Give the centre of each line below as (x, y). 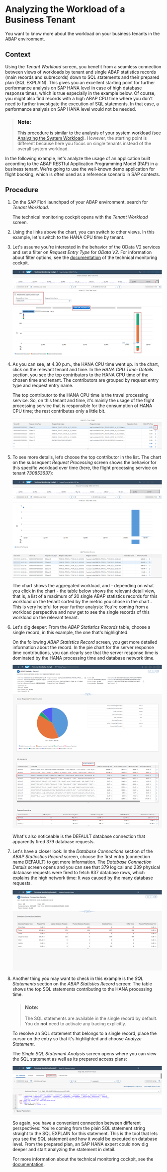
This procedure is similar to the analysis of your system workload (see (89, 133)
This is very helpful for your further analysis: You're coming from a (81, 607)
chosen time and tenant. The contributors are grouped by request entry (85, 380)
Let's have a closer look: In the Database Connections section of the (83, 851)
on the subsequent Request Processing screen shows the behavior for (84, 462)
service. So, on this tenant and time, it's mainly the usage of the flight (83, 400)
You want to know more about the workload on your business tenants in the (83, 33)
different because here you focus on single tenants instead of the (84, 144)
